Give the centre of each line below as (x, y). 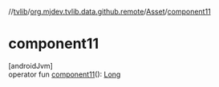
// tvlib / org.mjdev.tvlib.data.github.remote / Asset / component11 (109, 12)
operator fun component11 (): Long (65, 74)
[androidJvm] (31, 65)
